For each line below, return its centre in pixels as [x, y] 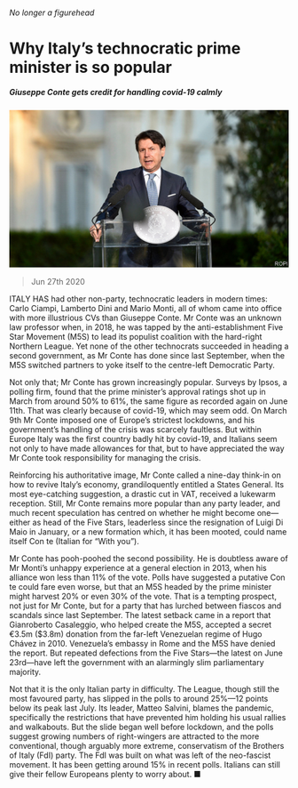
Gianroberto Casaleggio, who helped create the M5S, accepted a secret [141, 625]
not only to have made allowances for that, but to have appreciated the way [147, 448]
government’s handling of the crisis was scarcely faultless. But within [135, 430]
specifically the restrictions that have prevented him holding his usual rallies [148, 718]
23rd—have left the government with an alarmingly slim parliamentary [137, 663]
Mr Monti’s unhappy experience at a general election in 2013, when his [138, 568]
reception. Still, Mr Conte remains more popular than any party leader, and [145, 503]
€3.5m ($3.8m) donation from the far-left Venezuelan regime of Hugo [136, 634]
